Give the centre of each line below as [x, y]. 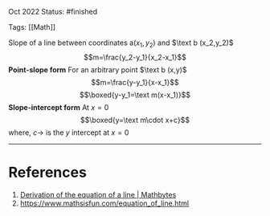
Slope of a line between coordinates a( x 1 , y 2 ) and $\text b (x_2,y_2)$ [121, 43]
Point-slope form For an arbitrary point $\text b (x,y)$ [98, 69]
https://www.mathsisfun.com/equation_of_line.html [104, 203]
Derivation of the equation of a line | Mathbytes [98, 194]
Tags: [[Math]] [32, 27]
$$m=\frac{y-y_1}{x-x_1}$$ [135, 82]
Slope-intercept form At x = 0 [59, 107]
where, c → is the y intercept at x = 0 [69, 132]
